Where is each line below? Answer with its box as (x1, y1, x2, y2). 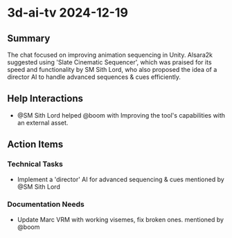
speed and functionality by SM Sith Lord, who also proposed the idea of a (7, 66, 217, 73)
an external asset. (17, 118, 69, 127)
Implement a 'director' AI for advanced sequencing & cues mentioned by (17, 175, 225, 183)
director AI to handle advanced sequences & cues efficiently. (7, 73, 181, 81)
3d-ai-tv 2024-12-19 (7, 5, 128, 21)
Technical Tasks (7, 159, 64, 169)
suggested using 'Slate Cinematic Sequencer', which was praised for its (7, 58, 213, 66)
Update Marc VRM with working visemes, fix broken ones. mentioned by (17, 215, 224, 223)
